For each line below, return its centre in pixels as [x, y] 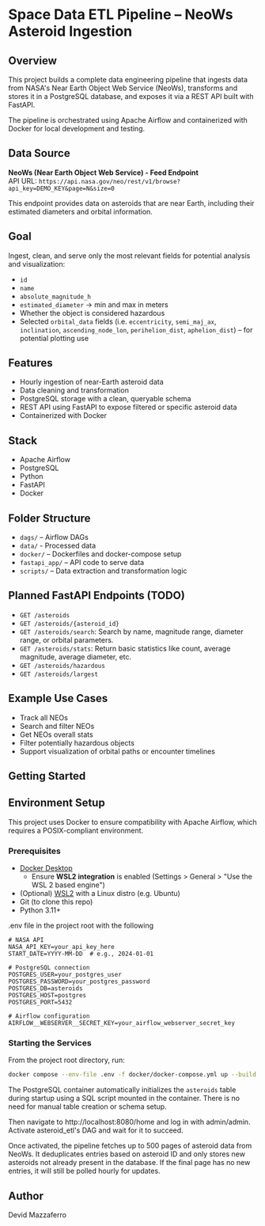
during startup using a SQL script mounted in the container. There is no [124, 1099]
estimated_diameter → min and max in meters [94, 304]
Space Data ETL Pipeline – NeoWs [121, 15]
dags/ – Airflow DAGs [54, 537]
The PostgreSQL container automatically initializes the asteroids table [122, 1090]
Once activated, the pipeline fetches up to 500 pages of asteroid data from [130, 1146]
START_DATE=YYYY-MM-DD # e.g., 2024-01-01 [81, 954]
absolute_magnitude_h [55, 297]
